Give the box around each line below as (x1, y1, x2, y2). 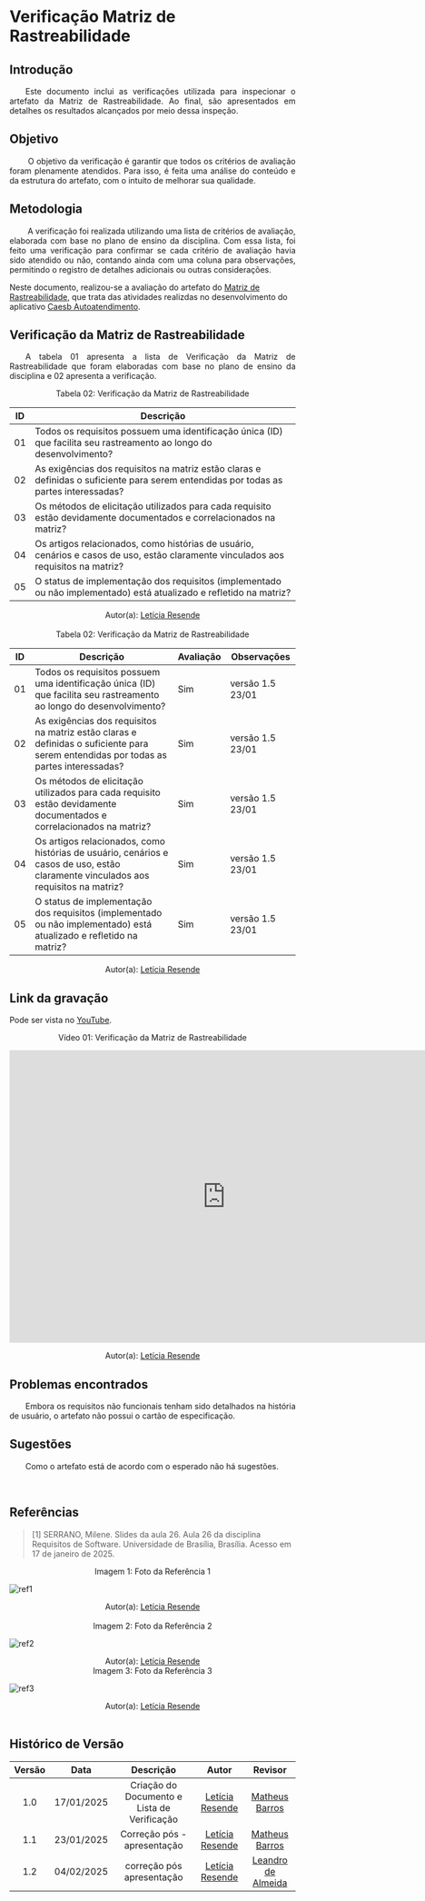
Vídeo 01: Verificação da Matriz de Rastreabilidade (58, 1032, 247, 1043)
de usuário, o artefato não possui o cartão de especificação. (9, 1410, 236, 1421)
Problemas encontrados (9, 1377, 148, 1392)
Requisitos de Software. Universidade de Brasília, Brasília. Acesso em (31, 1538, 292, 1549)
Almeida (252, 1876, 288, 1889)
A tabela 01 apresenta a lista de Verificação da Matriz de (25, 352, 296, 363)
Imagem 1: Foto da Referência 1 (94, 1566, 211, 1577)
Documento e (124, 1790, 183, 1803)
